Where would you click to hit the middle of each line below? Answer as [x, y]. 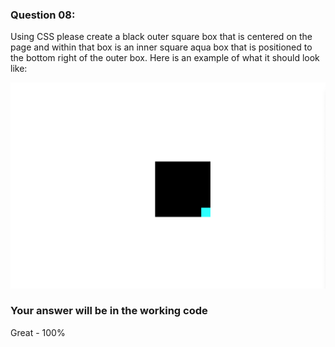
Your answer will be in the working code [109, 311]
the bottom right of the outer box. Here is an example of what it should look [165, 58]
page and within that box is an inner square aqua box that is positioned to [161, 47]
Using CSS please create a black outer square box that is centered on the [161, 37]
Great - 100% [38, 332]
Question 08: [43, 15]
